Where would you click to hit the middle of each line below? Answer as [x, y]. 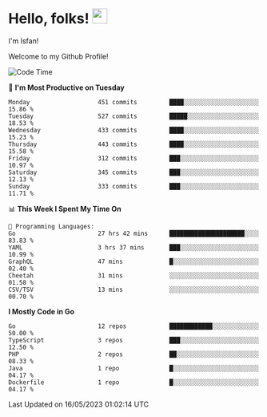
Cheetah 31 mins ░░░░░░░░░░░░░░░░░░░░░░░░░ [134, 275]
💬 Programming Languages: [51, 226]
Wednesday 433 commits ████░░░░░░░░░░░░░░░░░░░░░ [134, 130]
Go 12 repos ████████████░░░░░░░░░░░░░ [134, 326]
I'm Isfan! [24, 41]
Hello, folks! [49, 19]
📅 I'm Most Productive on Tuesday [67, 87]
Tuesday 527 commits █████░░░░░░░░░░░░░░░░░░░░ [134, 116]
